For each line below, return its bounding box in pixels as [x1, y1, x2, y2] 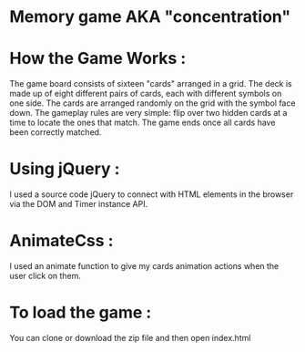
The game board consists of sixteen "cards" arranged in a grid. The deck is [9, 78, 293, 89]
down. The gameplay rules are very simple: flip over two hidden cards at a [9, 108, 288, 119]
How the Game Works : [9, 48, 187, 69]
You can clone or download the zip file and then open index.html [9, 332, 251, 343]
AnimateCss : [9, 231, 114, 252]
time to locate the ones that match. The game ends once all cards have [9, 117, 276, 129]
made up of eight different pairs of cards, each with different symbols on [9, 88, 282, 99]
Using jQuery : [9, 159, 120, 180]
